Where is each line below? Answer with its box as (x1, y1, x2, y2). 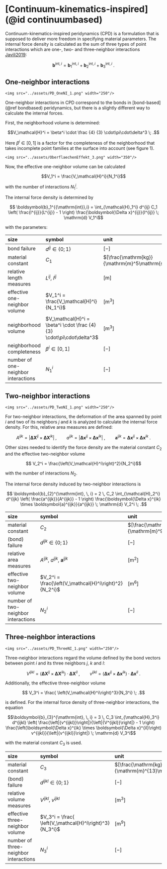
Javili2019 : (5, 51, 27, 58)
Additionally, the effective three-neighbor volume (5, 680, 106, 686)
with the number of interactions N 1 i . (5, 183, 78, 191)
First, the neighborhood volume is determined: (5, 120, 100, 126)
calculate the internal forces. (5, 110, 64, 116)
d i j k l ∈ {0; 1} (40, 778, 69, 786)
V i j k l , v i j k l (40, 795, 60, 803)
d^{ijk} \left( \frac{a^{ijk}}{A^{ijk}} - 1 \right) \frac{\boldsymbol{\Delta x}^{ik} (5, 496, 162, 502)
